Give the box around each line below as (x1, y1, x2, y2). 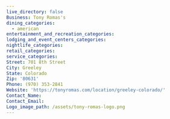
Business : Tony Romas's (6, 14, 66, 20)
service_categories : (6, 53, 58, 59)
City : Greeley (6, 64, 42, 71)
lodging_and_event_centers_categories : (6, 37, 107, 43)
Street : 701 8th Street (6, 59, 66, 65)
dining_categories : (6, 20, 55, 26)
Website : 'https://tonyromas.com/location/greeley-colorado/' (6, 87, 166, 93)
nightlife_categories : (6, 43, 63, 49)
